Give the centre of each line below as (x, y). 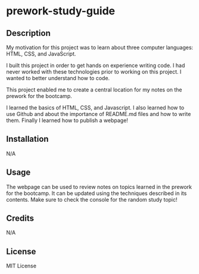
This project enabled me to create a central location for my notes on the (94, 90)
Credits (20, 219)
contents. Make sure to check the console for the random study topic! (92, 199)
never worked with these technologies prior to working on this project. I (94, 72)
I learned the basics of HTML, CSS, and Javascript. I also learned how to (95, 108)
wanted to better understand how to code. (58, 78)
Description (28, 33)
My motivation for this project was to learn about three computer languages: (100, 47)
